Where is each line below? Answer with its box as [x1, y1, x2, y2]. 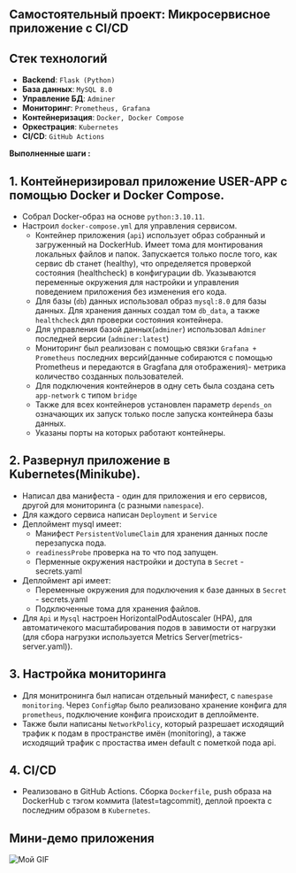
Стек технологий [9, 50, 108, 66]
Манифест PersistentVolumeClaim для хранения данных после [34, 528, 268, 538]
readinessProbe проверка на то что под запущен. [34, 546, 219, 557]
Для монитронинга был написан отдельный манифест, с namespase [21, 690, 274, 700]
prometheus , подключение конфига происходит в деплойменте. [21, 708, 259, 720]
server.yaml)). [21, 641, 73, 652]
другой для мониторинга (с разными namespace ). [21, 499, 205, 510]
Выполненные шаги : [9, 148, 91, 158]
